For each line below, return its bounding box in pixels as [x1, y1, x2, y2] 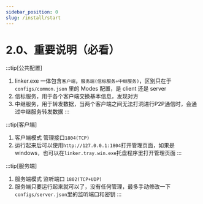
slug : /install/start [6, 15, 61, 21]
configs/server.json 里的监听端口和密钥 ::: [14, 191, 122, 198]
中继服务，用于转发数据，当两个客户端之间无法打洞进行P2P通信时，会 [14, 100, 192, 108]
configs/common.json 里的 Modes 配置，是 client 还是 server [14, 85, 167, 93]
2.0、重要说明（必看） [6, 43, 120, 57]
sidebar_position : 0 [6, 9, 59, 15]
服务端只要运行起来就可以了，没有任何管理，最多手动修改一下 [14, 183, 171, 191]
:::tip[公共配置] [6, 64, 42, 72]
